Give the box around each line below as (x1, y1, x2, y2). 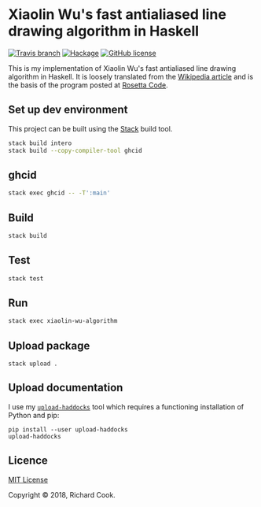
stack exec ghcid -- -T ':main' (8, 189, 111, 198)
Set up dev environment (8, 103, 128, 117)
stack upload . (8, 360, 58, 368)
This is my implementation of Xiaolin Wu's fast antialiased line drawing (8, 63, 237, 72)
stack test (8, 274, 44, 283)
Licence (8, 454, 49, 468)
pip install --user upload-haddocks (8, 425, 128, 434)
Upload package (8, 339, 90, 352)
